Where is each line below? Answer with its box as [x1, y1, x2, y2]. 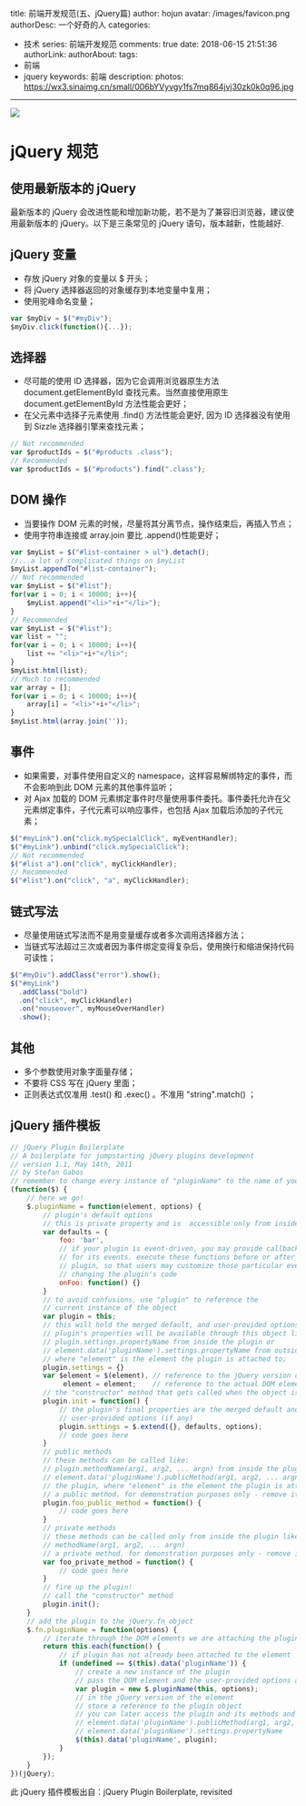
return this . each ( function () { [43, 1642, 162, 1651]
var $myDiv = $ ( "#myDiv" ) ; [10, 313, 113, 323]
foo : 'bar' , [58, 1236, 104, 1245]
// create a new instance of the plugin [74, 1668, 231, 1677]
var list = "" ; [10, 632, 68, 642]
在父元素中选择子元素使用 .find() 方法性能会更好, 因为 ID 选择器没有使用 [23, 410, 291, 421]
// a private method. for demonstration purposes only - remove [43, 1548, 291, 1558]
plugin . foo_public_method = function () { [43, 1498, 202, 1507]
